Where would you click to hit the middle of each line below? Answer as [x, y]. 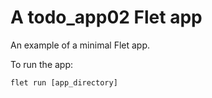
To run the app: [42, 64]
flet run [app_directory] [64, 82]
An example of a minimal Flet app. [80, 45]
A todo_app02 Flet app [106, 17]
